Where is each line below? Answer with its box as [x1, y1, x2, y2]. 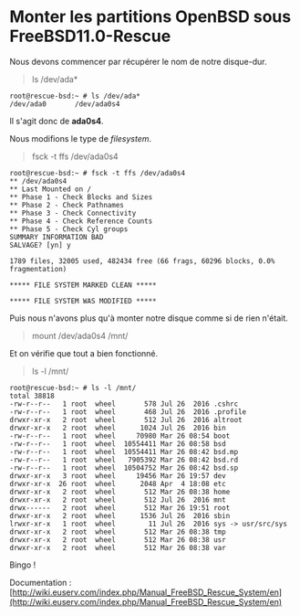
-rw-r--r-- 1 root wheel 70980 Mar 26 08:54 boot [9, 431, 231, 441]
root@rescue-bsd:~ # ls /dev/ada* [9, 91, 141, 101]
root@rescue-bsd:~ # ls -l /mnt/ [9, 383, 137, 392]
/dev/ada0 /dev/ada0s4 [9, 99, 120, 109]
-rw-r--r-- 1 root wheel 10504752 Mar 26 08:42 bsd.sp [9, 463, 239, 473]
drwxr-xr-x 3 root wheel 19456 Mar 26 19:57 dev [9, 471, 226, 481]
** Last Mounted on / [9, 185, 92, 194]
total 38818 [9, 391, 55, 400]
